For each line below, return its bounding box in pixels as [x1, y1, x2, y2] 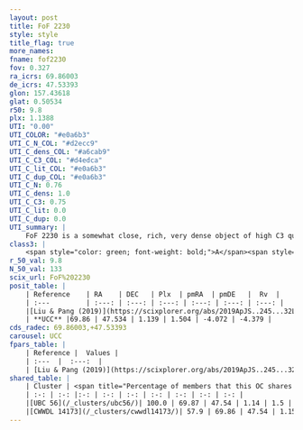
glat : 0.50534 [9, 96, 63, 106]
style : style [9, 30, 59, 39]
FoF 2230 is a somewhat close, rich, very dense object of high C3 [25, 231, 284, 240]
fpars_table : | [9, 340, 67, 349]
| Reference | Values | [25, 348, 119, 357]
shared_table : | [9, 373, 70, 383]
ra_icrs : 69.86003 [9, 72, 78, 81]
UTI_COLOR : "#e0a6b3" [9, 131, 91, 140]
